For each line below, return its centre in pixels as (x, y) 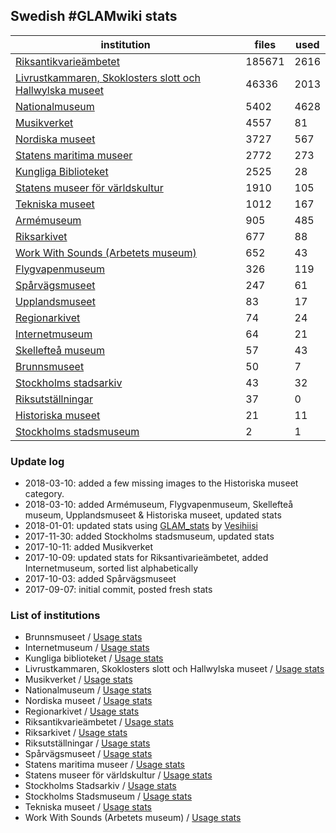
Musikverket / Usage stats (78, 680)
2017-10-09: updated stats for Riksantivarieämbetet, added (146, 558)
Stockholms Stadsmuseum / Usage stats (108, 796)
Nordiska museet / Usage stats (88, 701)
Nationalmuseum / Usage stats (88, 690)
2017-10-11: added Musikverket (88, 547)
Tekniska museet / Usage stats (88, 807)
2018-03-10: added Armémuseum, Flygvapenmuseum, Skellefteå (159, 505)
